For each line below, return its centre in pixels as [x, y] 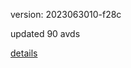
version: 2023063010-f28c [66, 14]
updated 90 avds [45, 33]
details [24, 53]
